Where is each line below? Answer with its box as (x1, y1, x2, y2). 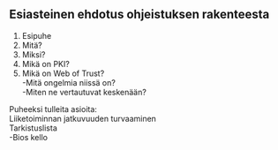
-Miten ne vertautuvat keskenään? (21, 86, 147, 97)
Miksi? (21, 49, 46, 60)
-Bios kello (9, 131, 49, 142)
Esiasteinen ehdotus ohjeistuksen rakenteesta (9, 7, 270, 22)
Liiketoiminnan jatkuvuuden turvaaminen (9, 113, 157, 124)
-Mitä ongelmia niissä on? (21, 77, 116, 87)
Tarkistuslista (9, 123, 57, 133)
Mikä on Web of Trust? (21, 68, 105, 79)
